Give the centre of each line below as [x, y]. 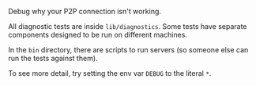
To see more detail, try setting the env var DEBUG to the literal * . [110, 73]
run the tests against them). [53, 58]
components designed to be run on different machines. [98, 35]
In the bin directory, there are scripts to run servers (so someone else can [128, 50]
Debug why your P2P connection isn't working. [85, 11]
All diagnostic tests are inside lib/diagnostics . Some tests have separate [128, 26]
